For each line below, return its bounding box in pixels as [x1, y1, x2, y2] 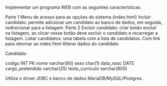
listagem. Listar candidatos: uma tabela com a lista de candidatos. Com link [5, 35, 160, 41]
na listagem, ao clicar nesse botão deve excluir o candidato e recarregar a [5, 30, 158, 36]
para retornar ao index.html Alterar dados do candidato [5, 41, 119, 47]
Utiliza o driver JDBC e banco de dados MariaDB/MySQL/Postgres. [5, 75, 143, 81]
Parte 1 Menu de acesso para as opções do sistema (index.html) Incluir [5, 14, 151, 20]
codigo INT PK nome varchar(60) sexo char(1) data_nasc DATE [5, 60, 134, 66]
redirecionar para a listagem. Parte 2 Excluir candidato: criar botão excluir [5, 25, 157, 31]
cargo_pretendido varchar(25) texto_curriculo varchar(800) [5, 65, 127, 71]
